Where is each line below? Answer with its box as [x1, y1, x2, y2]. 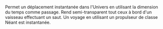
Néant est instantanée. [5, 19, 51, 25]
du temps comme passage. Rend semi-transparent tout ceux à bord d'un [5, 9, 152, 15]
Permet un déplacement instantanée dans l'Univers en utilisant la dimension [5, 4, 158, 10]
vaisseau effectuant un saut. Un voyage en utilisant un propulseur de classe [5, 14, 158, 20]
